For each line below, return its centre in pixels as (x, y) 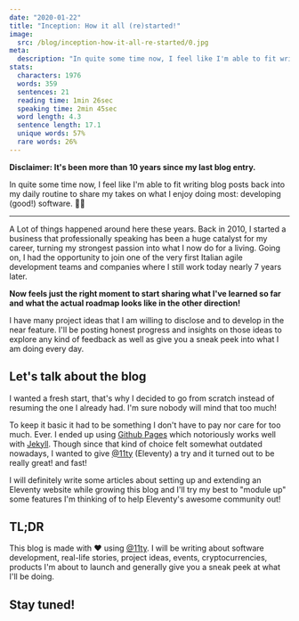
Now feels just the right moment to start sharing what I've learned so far (145, 293)
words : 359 (37, 84)
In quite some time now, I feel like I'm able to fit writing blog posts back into (147, 184)
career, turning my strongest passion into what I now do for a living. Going (145, 248)
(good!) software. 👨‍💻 (48, 203)
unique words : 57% (52, 134)
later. (19, 276)
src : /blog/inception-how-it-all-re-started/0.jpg (113, 42)
